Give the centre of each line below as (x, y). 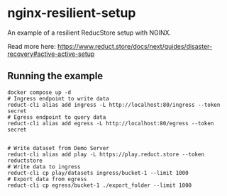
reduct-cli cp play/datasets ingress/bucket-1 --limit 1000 (98, 173)
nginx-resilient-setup (72, 13)
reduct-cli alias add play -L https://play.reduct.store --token (106, 154)
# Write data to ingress (44, 167)
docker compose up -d (39, 92)
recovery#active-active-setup (51, 54)
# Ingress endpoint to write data (59, 98)
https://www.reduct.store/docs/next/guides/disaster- (135, 46)
